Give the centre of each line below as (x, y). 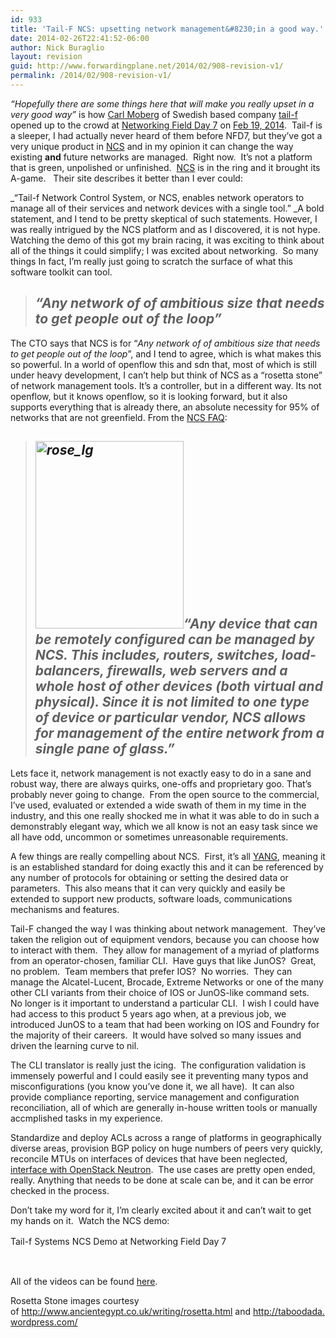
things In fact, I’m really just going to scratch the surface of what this (151, 261)
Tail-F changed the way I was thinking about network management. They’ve (168, 928)
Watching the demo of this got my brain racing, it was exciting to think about (167, 240)
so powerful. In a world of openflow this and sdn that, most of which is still (163, 364)
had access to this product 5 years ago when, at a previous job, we (148, 1013)
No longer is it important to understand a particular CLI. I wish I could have (165, 1003)
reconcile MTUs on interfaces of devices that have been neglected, (149, 1158)
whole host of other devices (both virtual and (178, 686)
